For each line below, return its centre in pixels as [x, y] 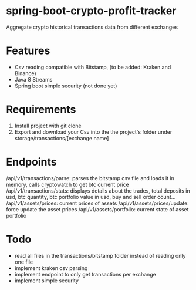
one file [24, 262]
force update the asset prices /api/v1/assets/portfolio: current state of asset [97, 209]
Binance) [25, 73]
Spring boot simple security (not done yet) [66, 86]
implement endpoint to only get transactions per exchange [85, 274]
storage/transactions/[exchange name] [62, 138]
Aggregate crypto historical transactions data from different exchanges [92, 27]
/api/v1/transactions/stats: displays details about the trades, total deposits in [98, 190]
